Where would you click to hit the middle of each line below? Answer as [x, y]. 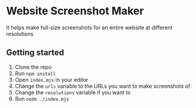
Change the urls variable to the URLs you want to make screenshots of [102, 86]
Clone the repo [33, 67]
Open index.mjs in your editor [51, 79]
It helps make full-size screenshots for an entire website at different [89, 27]
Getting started [35, 53]
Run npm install [35, 73]
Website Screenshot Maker [75, 11]
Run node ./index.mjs [42, 98]
